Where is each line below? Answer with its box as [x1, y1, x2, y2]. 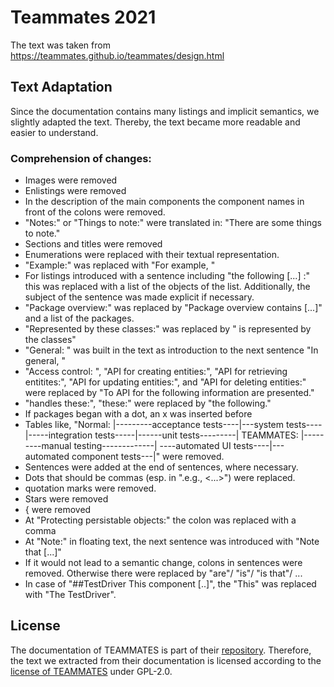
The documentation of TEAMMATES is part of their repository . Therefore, [10, 644, 312, 656]
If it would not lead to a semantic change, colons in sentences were [24, 557, 303, 569]
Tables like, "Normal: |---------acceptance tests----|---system [24, 419, 285, 431]
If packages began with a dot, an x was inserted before [24, 408, 253, 420]
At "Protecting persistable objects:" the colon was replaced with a [24, 514, 297, 526]
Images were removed [24, 174, 118, 186]
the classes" [24, 334, 77, 346]
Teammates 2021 [10, 6, 157, 29]
